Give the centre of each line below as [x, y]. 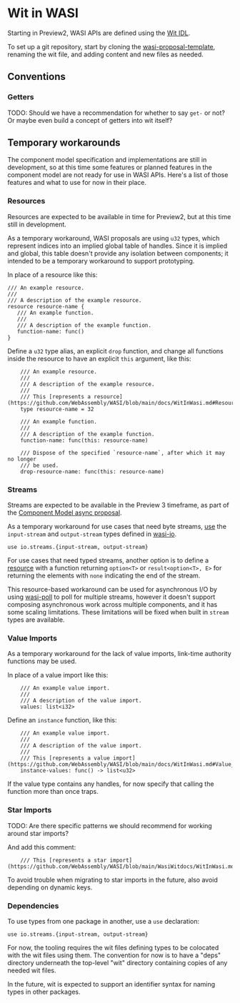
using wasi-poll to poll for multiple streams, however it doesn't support [111, 597]
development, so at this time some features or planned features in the [110, 167]
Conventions [37, 77]
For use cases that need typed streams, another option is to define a [108, 560]
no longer [22, 459]
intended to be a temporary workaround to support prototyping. [101, 261]
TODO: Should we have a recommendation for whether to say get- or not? [116, 113]
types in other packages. [44, 992]
